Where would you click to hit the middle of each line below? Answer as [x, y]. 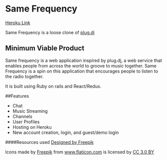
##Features [17, 96]
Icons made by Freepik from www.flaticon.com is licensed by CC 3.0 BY [80, 152]
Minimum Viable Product [45, 48]
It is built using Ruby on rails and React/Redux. [53, 86]
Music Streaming [30, 111]
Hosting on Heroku [32, 127]
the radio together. [24, 76]
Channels [22, 116]
